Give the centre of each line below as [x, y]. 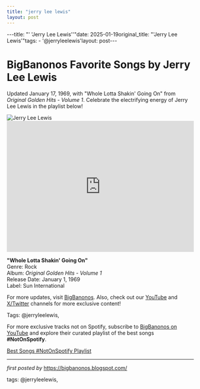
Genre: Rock [22, 267]
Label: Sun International [36, 286]
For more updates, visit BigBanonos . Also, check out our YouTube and [92, 297]
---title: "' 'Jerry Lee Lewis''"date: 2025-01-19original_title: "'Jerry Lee [92, 34]
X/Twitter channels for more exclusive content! [64, 304]
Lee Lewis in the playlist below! [45, 106]
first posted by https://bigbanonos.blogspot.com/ [67, 368]
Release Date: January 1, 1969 [44, 279]
